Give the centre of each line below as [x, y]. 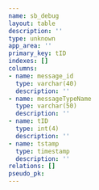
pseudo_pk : [27, 174]
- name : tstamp [34, 144]
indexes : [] [28, 61]
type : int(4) [37, 129]
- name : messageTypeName [50, 99]
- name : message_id [41, 76]
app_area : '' [30, 46]
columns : [23, 69]
